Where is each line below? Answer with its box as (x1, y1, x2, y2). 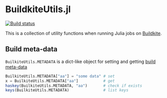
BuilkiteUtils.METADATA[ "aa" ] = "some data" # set (5, 74, 115, 79)
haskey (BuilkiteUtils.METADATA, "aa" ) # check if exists (5, 83, 143, 88)
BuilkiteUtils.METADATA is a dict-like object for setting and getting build (5, 58, 156, 64)
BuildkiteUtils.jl (5, 4, 71, 15)
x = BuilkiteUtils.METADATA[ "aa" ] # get (5, 78, 115, 83)
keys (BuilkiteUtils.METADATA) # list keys (5, 88, 129, 93)
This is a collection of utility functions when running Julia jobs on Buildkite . (5, 30, 162, 36)
